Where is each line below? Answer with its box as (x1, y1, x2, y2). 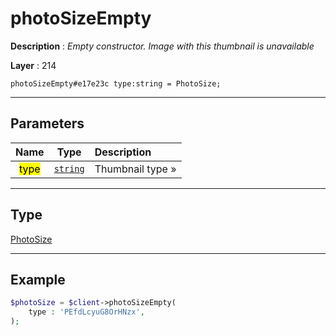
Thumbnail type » (94, 162, 177, 176)
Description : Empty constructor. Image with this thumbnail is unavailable (10, 40, 315, 52)
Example (10, 271, 66, 288)
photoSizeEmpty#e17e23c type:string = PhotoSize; (10, 78, 222, 89)
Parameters (10, 115, 85, 132)
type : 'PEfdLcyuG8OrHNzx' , (28, 307, 145, 317)
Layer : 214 (10, 59, 57, 71)
